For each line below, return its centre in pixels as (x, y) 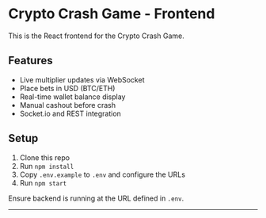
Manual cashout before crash (68, 105)
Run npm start (43, 182)
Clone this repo (44, 157)
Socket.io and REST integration (70, 113)
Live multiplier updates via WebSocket (82, 79)
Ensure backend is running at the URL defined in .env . (96, 198)
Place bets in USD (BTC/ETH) (67, 88)
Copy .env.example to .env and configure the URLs (103, 174)
